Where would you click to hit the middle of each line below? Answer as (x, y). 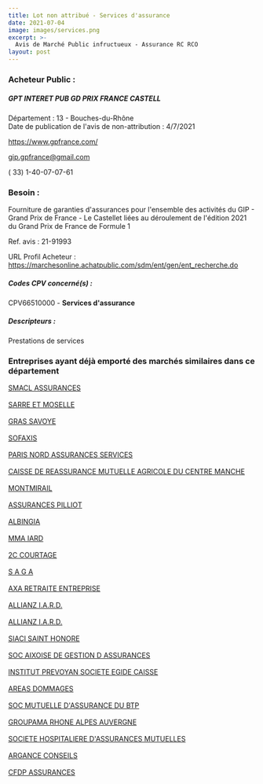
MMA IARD (26, 539)
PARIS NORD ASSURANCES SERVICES (71, 455)
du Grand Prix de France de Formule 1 (69, 226)
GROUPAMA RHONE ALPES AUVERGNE (73, 722)
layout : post (29, 52)
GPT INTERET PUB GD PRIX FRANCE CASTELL (84, 98)
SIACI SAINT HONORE (44, 639)
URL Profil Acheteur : (42, 257)
